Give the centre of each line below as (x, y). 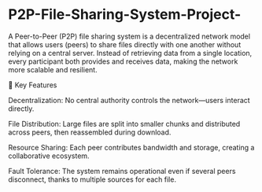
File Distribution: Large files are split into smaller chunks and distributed (124, 124)
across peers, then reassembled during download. (90, 132)
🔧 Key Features (33, 85)
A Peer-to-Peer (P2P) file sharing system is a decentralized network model (129, 36)
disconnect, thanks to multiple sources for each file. (92, 179)
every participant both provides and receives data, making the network (123, 61)
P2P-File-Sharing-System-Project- (125, 15)
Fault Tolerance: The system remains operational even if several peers (122, 171)
